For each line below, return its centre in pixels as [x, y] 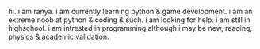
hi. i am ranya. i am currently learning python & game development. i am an [130, 11]
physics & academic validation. [59, 36]
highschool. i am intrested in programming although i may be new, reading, [130, 28]
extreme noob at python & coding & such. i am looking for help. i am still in [129, 20]
